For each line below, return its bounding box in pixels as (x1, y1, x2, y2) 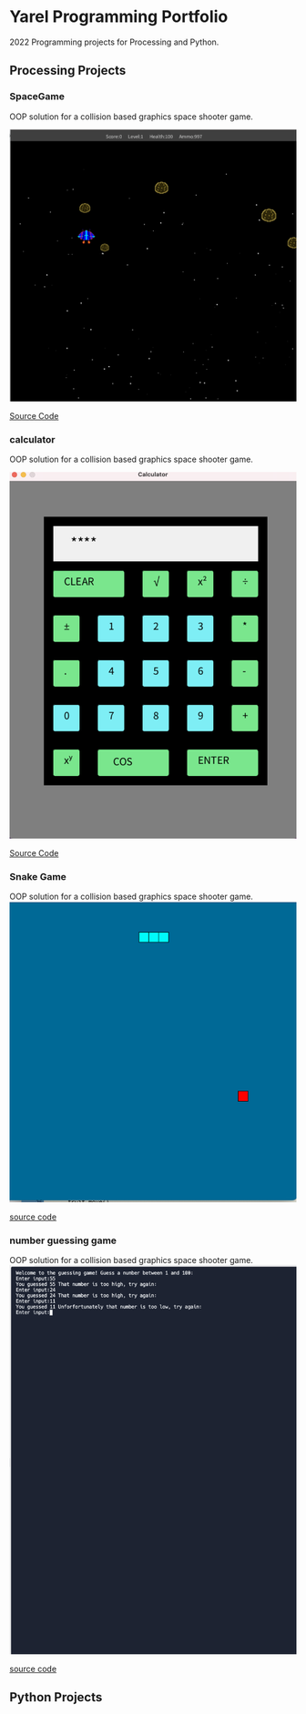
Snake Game (9, 870, 66, 883)
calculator (9, 433, 56, 445)
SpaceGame (9, 90, 66, 103)
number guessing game (9, 1234, 117, 1247)
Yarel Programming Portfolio (9, 6, 229, 27)
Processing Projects (9, 63, 127, 78)
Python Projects (9, 1689, 103, 1705)
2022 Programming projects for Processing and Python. (9, 36, 219, 47)
